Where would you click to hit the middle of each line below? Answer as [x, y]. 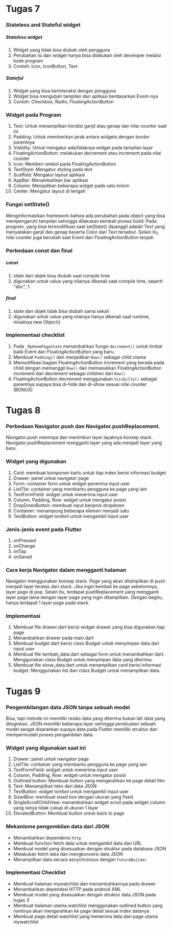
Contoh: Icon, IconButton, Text [45, 66]
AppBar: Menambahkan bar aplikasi [51, 180]
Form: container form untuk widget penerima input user [71, 483]
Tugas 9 [23, 691]
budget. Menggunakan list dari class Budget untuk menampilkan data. [87, 670]
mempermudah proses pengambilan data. [50, 734]
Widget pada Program [34, 114]
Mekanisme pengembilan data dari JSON [57, 827]
